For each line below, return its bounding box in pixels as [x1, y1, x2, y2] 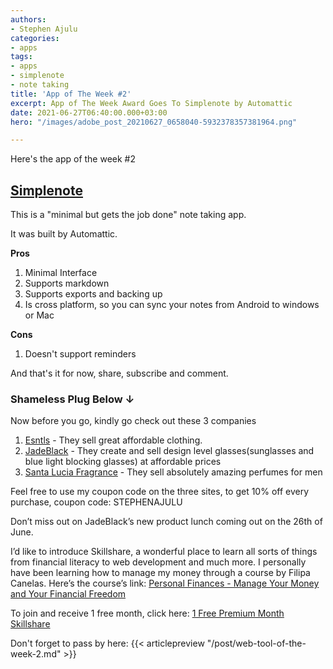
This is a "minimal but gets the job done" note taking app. [10, 209, 247, 221]
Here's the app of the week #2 [10, 153, 137, 165]
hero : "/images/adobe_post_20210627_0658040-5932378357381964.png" [10, 117, 298, 127]
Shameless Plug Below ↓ [10, 392, 135, 406]
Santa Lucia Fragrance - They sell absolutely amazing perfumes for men [24, 466, 323, 478]
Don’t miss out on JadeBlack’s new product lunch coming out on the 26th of [10, 516, 323, 528]
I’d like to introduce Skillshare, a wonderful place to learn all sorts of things [10, 546, 318, 558]
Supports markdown [24, 277, 110, 290]
